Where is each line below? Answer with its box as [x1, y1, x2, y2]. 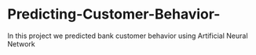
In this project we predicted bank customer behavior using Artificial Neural [7, 31, 248, 40]
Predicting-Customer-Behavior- [7, 5, 221, 23]
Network [7, 39, 36, 48]
